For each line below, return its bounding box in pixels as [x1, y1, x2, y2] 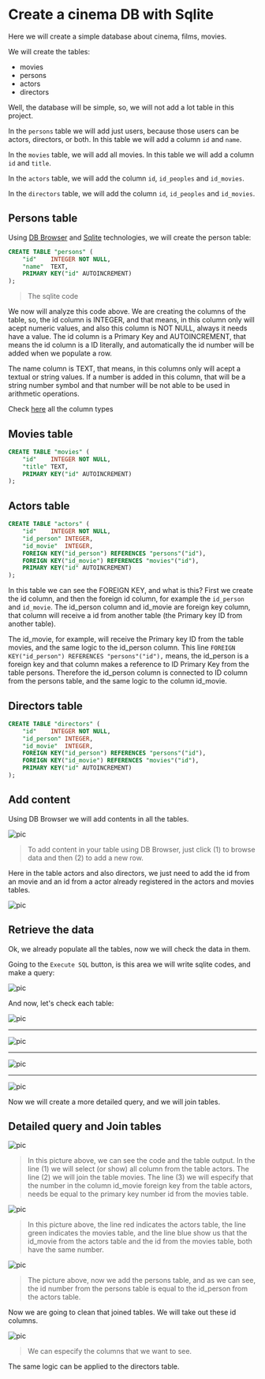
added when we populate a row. [8, 348, 113, 358]
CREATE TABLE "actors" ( [8, 520, 90, 528]
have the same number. [27, 1245, 104, 1254]
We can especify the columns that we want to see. [27, 1347, 192, 1356]
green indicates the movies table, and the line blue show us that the [27, 1228, 248, 1238]
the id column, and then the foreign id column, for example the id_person [8, 594, 244, 604]
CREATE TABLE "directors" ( [8, 720, 101, 728]
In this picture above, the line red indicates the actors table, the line [27, 1220, 246, 1229]
